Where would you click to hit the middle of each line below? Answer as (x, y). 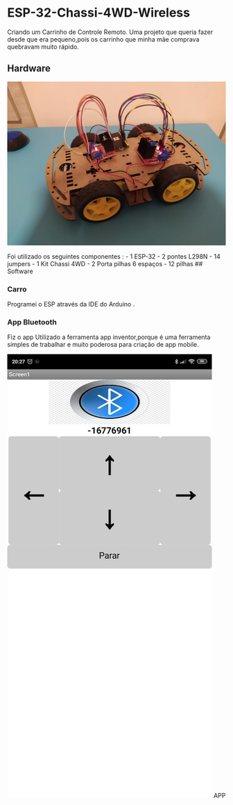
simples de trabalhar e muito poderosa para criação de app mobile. (103, 345)
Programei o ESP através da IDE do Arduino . (71, 304)
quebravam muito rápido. (43, 46)
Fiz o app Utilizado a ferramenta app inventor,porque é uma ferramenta (109, 337)
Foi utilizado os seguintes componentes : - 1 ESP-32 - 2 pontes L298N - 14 (114, 256)
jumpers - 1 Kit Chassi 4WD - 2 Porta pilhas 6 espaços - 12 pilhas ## (105, 263)
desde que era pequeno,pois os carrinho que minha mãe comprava (103, 39)
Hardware (29, 68)
